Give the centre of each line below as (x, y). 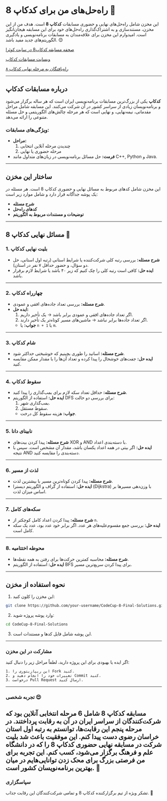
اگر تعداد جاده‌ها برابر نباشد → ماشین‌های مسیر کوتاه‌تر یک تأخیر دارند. (84, 320)
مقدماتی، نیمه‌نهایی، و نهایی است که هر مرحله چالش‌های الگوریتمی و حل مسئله (78, 112)
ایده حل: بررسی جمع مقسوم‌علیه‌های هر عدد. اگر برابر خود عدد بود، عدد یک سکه (86, 525)
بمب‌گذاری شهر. (35, 403)
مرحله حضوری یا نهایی (41, 151)
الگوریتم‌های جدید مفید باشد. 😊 (34, 40)
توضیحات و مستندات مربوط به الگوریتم (48, 214)
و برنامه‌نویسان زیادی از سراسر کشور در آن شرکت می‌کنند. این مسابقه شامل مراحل (83, 106)
